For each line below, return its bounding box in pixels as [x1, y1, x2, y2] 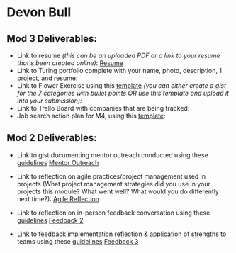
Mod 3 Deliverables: [6, 33, 97, 45]
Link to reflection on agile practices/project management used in [16, 172, 206, 181]
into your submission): [16, 96, 82, 105]
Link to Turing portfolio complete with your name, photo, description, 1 [16, 67, 223, 74]
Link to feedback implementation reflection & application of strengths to [16, 230, 227, 238]
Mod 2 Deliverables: [6, 132, 97, 144]
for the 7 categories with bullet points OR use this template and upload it [16, 89, 230, 97]
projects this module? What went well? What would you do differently [16, 187, 219, 196]
